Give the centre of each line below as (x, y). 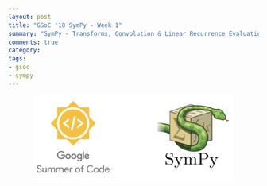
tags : (17, 59)
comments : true (33, 42)
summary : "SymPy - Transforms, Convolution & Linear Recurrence (117, 33)
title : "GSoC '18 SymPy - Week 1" (66, 25)
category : (25, 50)
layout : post (30, 17)
